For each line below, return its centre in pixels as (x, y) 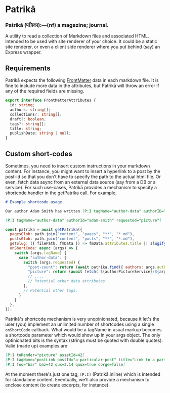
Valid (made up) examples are (36, 346)
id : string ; (23, 105)
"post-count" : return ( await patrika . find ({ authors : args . (92, 267)
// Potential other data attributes (66, 281)
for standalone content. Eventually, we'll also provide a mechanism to (77, 379)
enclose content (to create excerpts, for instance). (57, 385)
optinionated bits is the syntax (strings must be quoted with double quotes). (84, 340)
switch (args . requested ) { (52, 262)
